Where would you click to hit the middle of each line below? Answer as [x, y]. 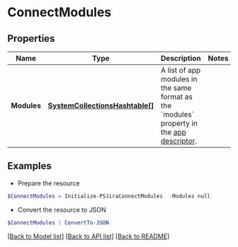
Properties [31, 39]
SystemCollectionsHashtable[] [101, 105]
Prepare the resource [49, 183]
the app [173, 132]
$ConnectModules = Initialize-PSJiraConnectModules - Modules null [109, 196]
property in [179, 123]
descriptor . [179, 141]
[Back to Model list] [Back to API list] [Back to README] [89, 236]
